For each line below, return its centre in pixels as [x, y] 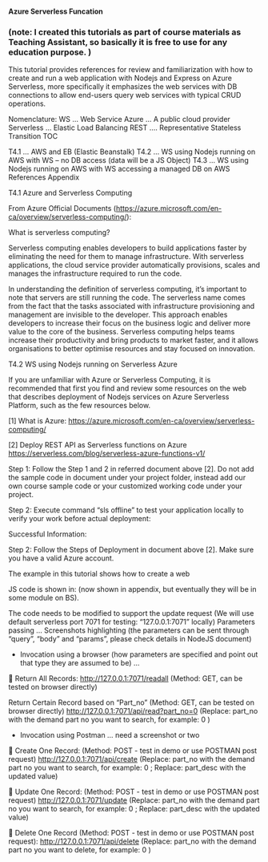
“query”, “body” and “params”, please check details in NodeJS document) [130, 638]
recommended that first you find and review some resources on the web [127, 388]
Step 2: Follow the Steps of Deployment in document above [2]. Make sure [131, 549]
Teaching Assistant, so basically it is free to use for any [118, 42]
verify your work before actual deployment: [80, 518]
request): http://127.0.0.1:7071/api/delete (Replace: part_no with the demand [132, 841]
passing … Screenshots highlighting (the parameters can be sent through [129, 630]
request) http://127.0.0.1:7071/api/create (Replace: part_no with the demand [132, 759]
